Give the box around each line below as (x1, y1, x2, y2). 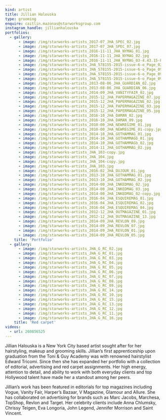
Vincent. (5, 410, 22, 416)
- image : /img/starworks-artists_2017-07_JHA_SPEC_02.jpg (18, 40, 140, 45)
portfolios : (5, 30, 30, 35)
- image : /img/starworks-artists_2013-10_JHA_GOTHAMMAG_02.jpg (18, 178, 152, 183)
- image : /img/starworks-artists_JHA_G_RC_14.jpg (18, 288, 123, 293)
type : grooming (5, 16, 37, 21)
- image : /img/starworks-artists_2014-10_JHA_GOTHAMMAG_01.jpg (18, 132, 152, 137)
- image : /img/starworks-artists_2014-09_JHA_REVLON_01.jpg (18, 228, 145, 233)
